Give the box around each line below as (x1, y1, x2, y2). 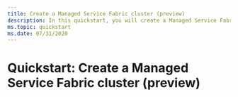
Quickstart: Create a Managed (7, 60, 189, 76)
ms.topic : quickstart (7, 23, 72, 30)
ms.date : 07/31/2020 (7, 30, 69, 37)
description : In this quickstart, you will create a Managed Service (7, 17, 217, 24)
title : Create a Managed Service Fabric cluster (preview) (7, 10, 186, 18)
